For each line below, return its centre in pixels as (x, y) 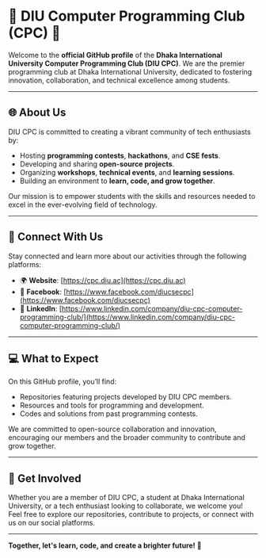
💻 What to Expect (53, 359)
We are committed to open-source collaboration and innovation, (112, 429)
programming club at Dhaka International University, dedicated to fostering (130, 71)
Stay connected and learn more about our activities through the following (127, 256)
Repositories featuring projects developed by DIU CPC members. (125, 397)
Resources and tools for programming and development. (112, 405)
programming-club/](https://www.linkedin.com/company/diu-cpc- (127, 317)
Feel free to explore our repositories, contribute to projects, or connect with (131, 514)
